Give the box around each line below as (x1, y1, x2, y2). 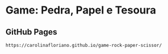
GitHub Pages (5, 27, 57, 37)
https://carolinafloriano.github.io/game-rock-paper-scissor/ (5, 42, 162, 48)
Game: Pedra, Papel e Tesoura (5, 4, 156, 17)
